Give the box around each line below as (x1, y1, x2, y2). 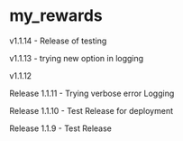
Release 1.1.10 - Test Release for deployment (9, 105, 174, 116)
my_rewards (9, 5, 104, 26)
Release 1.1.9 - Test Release (9, 123, 113, 134)
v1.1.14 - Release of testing (9, 35, 107, 46)
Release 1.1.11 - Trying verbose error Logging (9, 88, 175, 99)
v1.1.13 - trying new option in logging (9, 52, 144, 63)
